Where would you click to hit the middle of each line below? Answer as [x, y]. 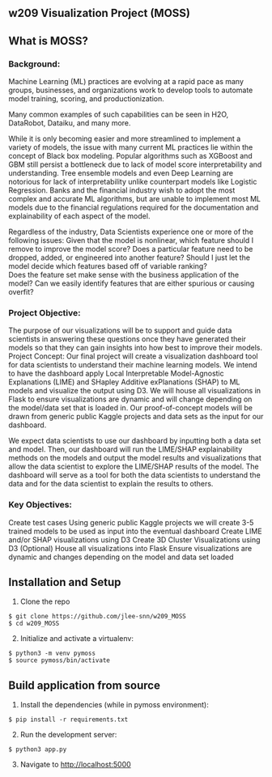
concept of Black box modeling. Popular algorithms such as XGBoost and [130, 156]
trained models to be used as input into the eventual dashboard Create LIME [135, 531]
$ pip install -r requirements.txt [68, 720]
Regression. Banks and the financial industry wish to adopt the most [122, 190]
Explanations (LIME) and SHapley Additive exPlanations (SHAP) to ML [124, 382]
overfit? [21, 292]
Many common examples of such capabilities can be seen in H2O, [119, 115]
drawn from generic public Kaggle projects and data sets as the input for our [136, 417]
